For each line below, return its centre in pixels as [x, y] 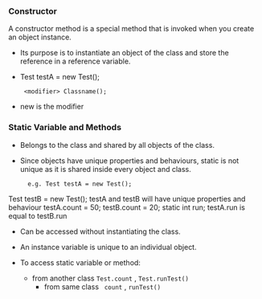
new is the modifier [52, 107]
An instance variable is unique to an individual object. [108, 247]
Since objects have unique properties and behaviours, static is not [129, 160]
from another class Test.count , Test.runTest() [110, 278]
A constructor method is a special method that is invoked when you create [131, 29]
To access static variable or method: [80, 262]
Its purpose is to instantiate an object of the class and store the [124, 53]
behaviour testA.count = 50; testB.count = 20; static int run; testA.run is [127, 207]
